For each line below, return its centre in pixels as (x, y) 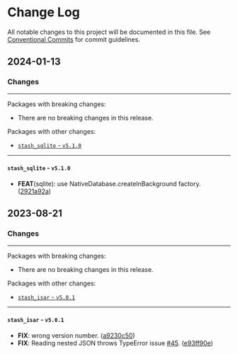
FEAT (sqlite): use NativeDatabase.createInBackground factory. (109, 183)
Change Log (44, 12)
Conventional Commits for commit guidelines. (74, 39)
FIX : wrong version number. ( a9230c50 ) (76, 335)
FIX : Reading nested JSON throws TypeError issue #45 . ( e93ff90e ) (115, 343)
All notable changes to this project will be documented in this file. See (109, 32)
